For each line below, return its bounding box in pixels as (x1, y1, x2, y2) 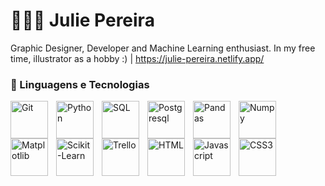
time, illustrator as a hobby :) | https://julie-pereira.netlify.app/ (10, 52, 265, 64)
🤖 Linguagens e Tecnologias (10, 77, 150, 91)
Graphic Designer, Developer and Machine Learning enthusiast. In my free (10, 42, 316, 54)
